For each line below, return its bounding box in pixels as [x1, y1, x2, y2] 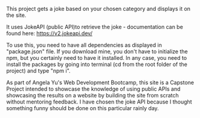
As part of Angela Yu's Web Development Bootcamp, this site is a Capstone [6, 79, 195, 86]
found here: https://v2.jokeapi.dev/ [6, 30, 92, 37]
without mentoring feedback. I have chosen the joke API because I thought [6, 98, 192, 105]
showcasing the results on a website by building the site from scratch [6, 92, 179, 99]
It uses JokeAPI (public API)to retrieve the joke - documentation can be [6, 24, 183, 30]
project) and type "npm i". [6, 67, 71, 74]
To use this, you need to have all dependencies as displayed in [6, 42, 162, 48]
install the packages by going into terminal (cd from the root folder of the [6, 61, 187, 68]
